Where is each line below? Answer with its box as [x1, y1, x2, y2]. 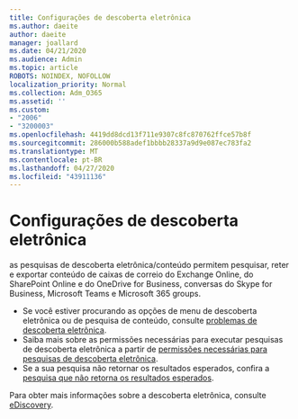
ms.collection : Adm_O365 [9, 88, 103, 97]
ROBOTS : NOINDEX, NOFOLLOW [9, 72, 111, 81]
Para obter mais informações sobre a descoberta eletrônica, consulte [9, 390, 267, 401]
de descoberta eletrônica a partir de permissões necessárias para [22, 343, 268, 355]
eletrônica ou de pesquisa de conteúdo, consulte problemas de [22, 316, 257, 326]
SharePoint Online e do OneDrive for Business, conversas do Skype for [9, 279, 273, 290]
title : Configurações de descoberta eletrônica [9, 13, 192, 22]
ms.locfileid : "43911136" [9, 172, 106, 181]
